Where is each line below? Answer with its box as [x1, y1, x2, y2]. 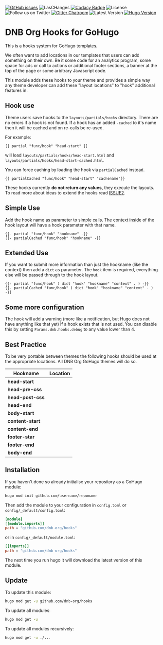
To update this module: [5, 589, 51, 595]
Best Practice [5, 340, 47, 349]
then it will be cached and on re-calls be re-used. [5, 124, 104, 131]
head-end [7, 402, 32, 408]
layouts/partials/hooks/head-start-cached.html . [5, 157, 105, 163]
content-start [7, 418, 40, 424]
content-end [7, 426, 38, 432]
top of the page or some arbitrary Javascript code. [5, 68, 107, 73]
